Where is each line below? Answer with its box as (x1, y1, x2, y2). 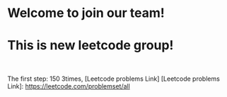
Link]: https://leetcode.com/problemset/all (7, 82, 131, 91)
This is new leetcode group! (7, 38, 174, 54)
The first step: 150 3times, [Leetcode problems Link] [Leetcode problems (7, 74, 221, 83)
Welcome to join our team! (7, 5, 165, 21)
